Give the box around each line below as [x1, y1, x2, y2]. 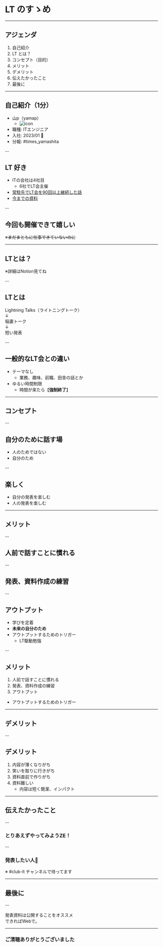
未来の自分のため [12, 626, 47, 631]
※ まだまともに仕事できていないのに [5, 234, 76, 240]
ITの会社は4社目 [12, 177, 45, 183]
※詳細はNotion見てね [5, 268, 47, 274]
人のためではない [12, 449, 47, 455]
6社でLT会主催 [19, 183, 49, 189]
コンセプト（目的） [12, 56, 51, 63]
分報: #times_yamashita [12, 139, 59, 144]
